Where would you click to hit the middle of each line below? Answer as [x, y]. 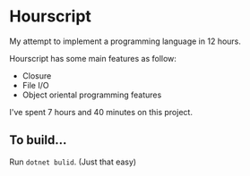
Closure [37, 75]
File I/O [35, 85]
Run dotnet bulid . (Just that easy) [73, 162]
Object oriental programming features [92, 95]
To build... [38, 140]
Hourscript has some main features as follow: [93, 58]
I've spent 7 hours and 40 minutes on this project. [101, 112]
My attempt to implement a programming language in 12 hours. [125, 41]
